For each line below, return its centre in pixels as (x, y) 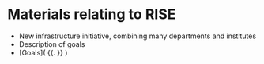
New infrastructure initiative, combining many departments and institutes (138, 36)
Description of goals (52, 44)
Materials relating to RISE (92, 14)
